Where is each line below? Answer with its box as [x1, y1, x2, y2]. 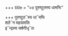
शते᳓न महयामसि [5, 20, 30, 25]
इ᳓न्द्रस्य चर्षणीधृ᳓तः [5, 25, 35, 31]
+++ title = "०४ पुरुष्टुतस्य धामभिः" [5, 5, 64, 10]
